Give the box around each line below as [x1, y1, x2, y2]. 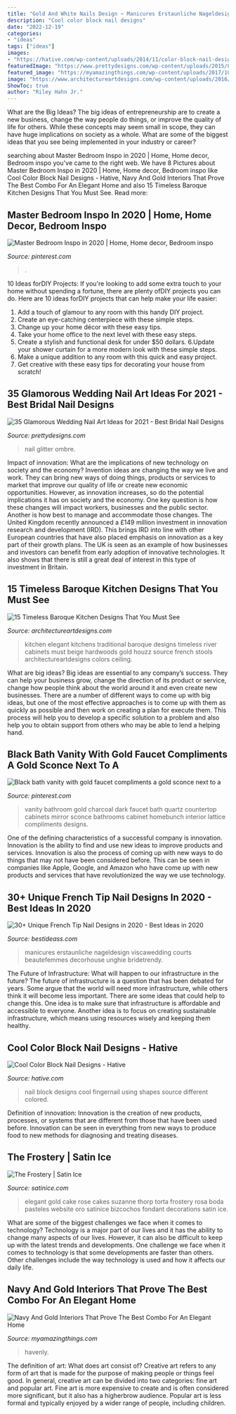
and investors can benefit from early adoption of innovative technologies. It [7, 548, 225, 556]
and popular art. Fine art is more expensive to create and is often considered [7, 1384, 229, 1392]
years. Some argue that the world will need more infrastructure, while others [7, 984, 228, 993]
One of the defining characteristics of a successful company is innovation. [7, 833, 223, 843]
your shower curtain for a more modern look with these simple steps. [17, 345, 218, 353]
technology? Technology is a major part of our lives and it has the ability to [7, 1226, 223, 1234]
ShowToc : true [7, 82, 49, 89]
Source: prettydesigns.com [7, 431, 86, 440]
